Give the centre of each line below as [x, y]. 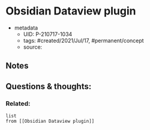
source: [33, 47]
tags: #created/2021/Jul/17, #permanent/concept [84, 40]
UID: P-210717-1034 [48, 34]
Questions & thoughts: [49, 86]
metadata [26, 28]
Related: [18, 104]
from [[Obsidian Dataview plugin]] [50, 122]
